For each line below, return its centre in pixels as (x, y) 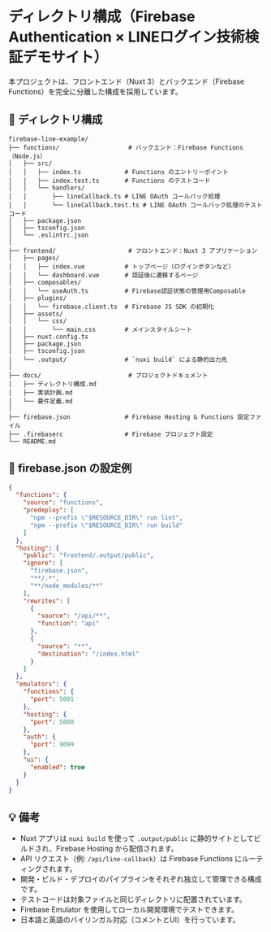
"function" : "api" (69, 624)
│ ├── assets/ (36, 314)
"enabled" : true (57, 767)
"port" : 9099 (52, 745)
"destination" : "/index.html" (88, 654)
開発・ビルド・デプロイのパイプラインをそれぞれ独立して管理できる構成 (141, 879)
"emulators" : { (41, 684)
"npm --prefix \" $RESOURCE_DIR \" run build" (106, 525)
